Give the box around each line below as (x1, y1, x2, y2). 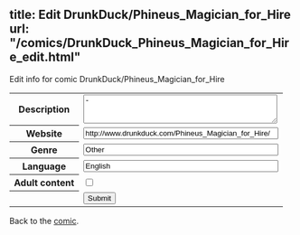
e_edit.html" (9, 50, 81, 65)
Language (22, 160, 66, 173)
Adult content (14, 176, 75, 189)
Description (18, 103, 70, 116)
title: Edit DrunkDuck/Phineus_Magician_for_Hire (9, 7, 292, 23)
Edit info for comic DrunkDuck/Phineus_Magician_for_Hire (9, 73, 225, 84)
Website (25, 127, 63, 140)
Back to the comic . (9, 215, 80, 226)
